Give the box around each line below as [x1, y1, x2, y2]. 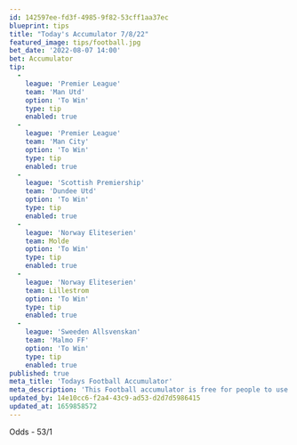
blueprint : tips [9, 21, 69, 30]
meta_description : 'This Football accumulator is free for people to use [9, 385, 289, 394]
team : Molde [25, 237, 69, 246]
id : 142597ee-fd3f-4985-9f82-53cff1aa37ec [9, 12, 169, 22]
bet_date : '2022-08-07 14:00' [9, 46, 122, 55]
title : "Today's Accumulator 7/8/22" [9, 29, 149, 38]
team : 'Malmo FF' [25, 336, 90, 344]
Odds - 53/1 [9, 426, 53, 437]
